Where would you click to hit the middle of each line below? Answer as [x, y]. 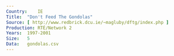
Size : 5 [18, 38]
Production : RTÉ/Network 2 [39, 28]
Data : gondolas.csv [33, 44]
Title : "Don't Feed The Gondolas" [50, 17]
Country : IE [25, 11]
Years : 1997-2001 [28, 33]
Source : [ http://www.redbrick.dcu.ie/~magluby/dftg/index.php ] [87, 22]
